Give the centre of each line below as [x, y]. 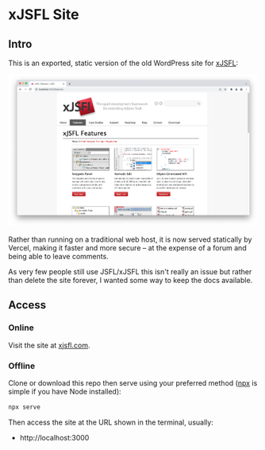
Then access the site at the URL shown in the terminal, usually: [111, 422]
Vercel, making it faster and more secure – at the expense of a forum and [128, 247]
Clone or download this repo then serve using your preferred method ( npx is [133, 382]
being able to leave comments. [58, 256]
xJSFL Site [44, 15]
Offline [22, 366]
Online [21, 328]
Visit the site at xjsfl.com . [49, 345]
